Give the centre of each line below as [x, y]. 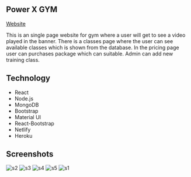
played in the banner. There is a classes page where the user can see [90, 41]
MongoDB [27, 105]
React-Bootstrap [34, 123]
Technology [28, 78]
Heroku [23, 136]
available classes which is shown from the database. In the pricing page [93, 47]
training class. [23, 60]
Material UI [28, 117]
